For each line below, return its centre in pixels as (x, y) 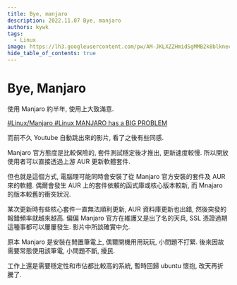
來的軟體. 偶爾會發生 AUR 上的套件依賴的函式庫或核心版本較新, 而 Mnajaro (115, 185)
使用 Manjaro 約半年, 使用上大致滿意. (61, 109)
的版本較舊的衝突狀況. (39, 194)
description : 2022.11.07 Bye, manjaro (64, 21)
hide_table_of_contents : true (52, 54)
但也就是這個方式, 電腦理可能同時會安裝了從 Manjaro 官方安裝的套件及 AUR (116, 176)
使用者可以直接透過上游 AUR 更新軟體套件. (69, 161)
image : (17, 47)
